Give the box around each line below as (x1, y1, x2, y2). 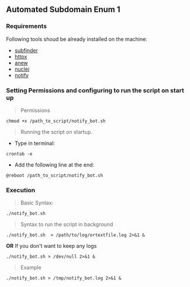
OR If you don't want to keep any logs (6, 243, 97, 250)
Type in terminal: (14, 140, 56, 147)
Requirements (6, 22, 47, 30)
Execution (6, 186, 36, 194)
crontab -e (6, 151, 33, 157)
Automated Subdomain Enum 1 (6, 5, 121, 15)
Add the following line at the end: (14, 161, 95, 168)
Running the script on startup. (20, 128, 92, 135)
